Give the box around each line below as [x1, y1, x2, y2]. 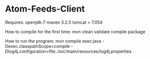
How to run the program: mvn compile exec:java [5, 38, 101, 44]
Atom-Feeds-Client [5, 3, 85, 15]
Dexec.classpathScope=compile [5, 43, 70, 49]
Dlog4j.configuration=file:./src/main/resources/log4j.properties [5, 48, 132, 54]
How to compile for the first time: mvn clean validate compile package [5, 29, 146, 34]
